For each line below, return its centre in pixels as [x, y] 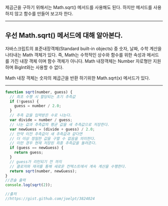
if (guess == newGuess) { [37, 148]
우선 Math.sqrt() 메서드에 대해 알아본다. [64, 36]
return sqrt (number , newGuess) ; [43, 171]
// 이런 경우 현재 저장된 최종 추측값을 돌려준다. [53, 143]
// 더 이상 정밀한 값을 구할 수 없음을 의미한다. [53, 138]
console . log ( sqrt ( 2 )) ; [29, 185]
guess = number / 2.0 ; [38, 106]
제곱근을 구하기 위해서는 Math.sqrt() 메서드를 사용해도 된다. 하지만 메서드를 [79, 7]
